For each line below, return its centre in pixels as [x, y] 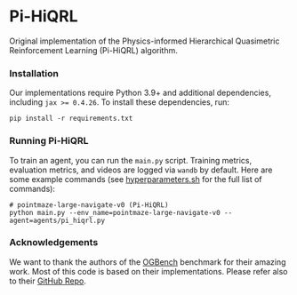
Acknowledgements [54, 243]
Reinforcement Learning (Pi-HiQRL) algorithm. [93, 50]
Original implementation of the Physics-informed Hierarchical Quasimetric [144, 41]
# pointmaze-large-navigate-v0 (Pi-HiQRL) [89, 205]
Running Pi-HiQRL [49, 141]
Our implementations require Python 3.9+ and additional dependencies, [140, 93]
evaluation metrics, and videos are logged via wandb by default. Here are [141, 170]
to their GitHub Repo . [48, 281]
